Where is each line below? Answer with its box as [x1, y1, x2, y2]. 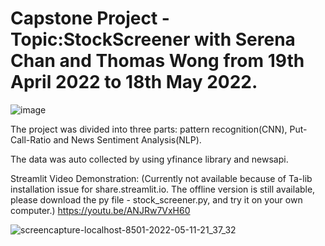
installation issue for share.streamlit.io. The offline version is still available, [10, 183, 316, 195]
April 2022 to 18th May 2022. [10, 71, 258, 94]
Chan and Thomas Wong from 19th [10, 50, 305, 72]
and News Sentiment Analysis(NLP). [53, 133, 202, 146]
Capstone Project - [10, 7, 170, 30]
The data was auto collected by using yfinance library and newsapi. [10, 153, 289, 165]
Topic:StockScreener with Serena [10, 28, 296, 51]
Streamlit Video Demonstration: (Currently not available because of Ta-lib [10, 172, 313, 184]
